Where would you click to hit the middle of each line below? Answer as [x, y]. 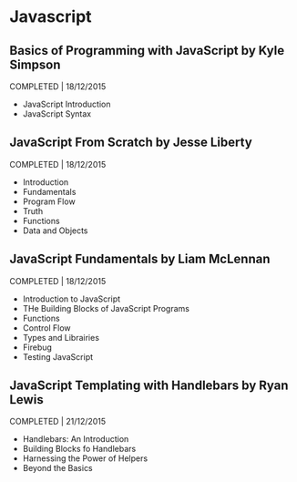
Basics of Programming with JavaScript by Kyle [147, 51]
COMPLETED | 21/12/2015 [58, 422]
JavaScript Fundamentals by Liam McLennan [140, 259]
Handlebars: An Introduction [76, 439]
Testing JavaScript [58, 356]
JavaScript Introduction [67, 104]
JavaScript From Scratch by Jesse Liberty [131, 143]
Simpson [35, 64]
